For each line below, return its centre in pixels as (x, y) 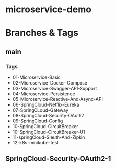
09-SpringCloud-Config (38, 121)
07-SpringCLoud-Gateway (41, 110)
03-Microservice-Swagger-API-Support (55, 89)
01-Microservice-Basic (37, 77)
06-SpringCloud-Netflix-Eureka (46, 105)
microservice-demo (49, 9)
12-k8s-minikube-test (36, 143)
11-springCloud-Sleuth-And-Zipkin (49, 137)
